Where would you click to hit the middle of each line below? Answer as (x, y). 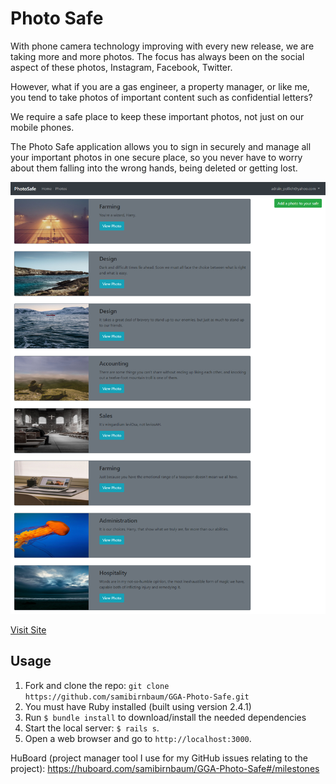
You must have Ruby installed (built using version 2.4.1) (138, 706)
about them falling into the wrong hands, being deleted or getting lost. (154, 168)
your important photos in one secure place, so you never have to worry (156, 157)
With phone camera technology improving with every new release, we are (162, 46)
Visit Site (28, 629)
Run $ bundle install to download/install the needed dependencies (165, 717)
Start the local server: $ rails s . (92, 728)
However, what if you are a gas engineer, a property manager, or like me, (160, 86)
